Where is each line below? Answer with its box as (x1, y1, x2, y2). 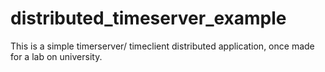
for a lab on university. (10, 50, 103, 62)
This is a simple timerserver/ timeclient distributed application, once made (10, 40, 315, 52)
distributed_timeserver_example (10, 7, 287, 30)
